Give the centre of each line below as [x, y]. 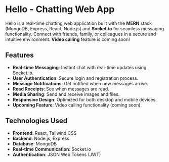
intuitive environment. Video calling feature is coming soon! [68, 39]
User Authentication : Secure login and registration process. [75, 78]
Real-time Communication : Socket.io [52, 149]
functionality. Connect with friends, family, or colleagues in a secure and [81, 34]
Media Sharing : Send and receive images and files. [66, 94]
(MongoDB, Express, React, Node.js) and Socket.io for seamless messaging [85, 28]
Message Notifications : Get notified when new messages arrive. [80, 83]
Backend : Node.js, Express [41, 138]
